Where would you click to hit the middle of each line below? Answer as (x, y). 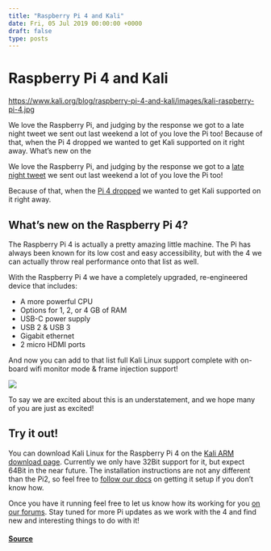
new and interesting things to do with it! (74, 520)
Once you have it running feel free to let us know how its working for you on (134, 503)
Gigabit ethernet (47, 336)
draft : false (30, 31)
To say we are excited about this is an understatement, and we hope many (132, 400)
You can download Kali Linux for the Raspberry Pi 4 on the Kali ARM (121, 453)
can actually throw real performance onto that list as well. (104, 261)
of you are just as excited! (51, 408)
